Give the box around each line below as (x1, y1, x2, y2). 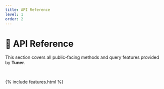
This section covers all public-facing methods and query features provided (5, 54, 159, 60)
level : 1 (5, 12, 23, 17)
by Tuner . (5, 60, 25, 66)
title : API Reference (5, 7, 50, 12)
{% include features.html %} (5, 79, 64, 85)
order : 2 (5, 16, 23, 21)
